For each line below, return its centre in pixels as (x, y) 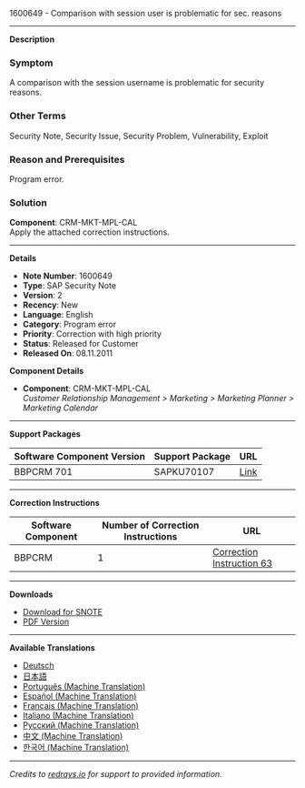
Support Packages (45, 434)
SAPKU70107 (184, 472)
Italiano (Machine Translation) (78, 716)
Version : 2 (42, 296)
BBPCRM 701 (44, 472)
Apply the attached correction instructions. (89, 232)
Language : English (58, 315)
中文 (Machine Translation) (73, 736)
